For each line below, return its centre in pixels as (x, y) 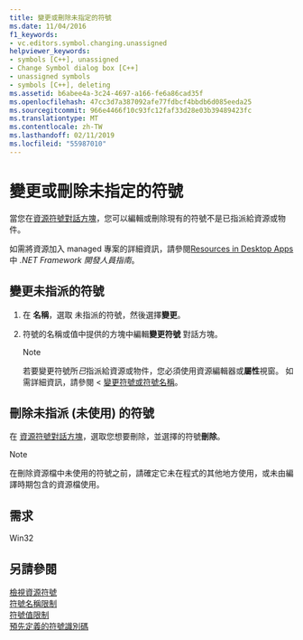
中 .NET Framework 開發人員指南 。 (74, 259)
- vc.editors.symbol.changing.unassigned (88, 43)
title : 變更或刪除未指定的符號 (60, 18)
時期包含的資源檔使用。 (60, 485)
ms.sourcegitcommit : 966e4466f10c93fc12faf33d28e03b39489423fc (131, 110)
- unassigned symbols (50, 77)
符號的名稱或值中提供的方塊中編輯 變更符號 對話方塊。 (122, 334)
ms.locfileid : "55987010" (58, 144)
